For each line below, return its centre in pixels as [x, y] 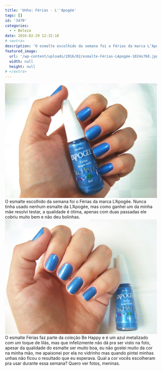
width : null [21, 61]
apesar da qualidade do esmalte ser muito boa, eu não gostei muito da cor [79, 348]
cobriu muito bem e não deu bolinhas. [43, 217]
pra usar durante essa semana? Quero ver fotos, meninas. [63, 363]
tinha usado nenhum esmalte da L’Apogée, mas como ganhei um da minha [79, 207]
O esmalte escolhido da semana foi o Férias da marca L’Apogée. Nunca [76, 202]
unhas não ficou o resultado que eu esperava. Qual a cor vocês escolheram [80, 358]
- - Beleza [20, 31]
